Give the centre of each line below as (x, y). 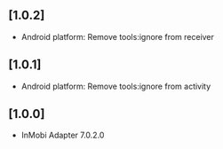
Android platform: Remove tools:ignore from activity (116, 86)
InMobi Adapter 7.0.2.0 (63, 135)
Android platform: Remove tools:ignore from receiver (118, 36)
